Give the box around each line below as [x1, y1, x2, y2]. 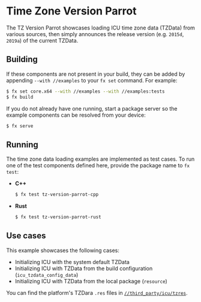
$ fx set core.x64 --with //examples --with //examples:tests [6, 88, 165, 94]
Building [6, 54, 38, 64]
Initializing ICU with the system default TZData [14, 258, 130, 265]
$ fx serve [6, 123, 34, 129]
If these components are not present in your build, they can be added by [6, 70, 185, 78]
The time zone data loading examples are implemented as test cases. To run [6, 155, 195, 163]
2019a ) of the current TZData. [6, 37, 79, 44]
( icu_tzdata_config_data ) [14, 271, 79, 278]
